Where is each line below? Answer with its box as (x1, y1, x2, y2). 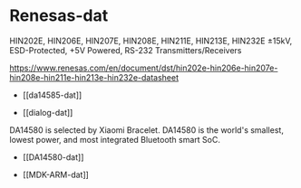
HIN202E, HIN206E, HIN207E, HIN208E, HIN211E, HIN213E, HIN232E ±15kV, (9, 35, 293, 46)
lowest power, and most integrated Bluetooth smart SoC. (9, 134, 220, 145)
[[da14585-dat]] (22, 89, 83, 100)
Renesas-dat (9, 5, 109, 26)
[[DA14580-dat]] (22, 151, 84, 163)
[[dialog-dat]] (22, 107, 73, 117)
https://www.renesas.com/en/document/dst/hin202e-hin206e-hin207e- (9, 62, 278, 73)
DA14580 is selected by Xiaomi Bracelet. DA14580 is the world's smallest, (9, 124, 284, 136)
